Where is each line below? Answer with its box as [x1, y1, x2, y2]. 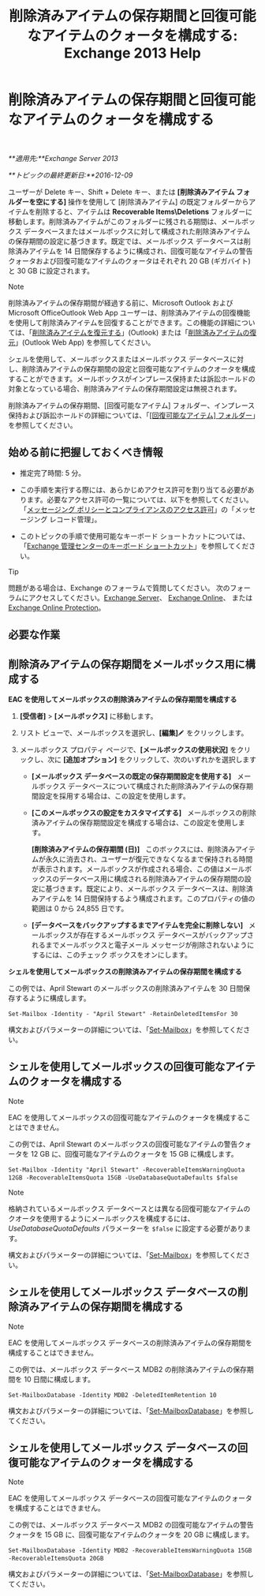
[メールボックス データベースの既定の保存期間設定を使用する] [31, 771, 232, 781]
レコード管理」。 [49, 514, 102, 524]
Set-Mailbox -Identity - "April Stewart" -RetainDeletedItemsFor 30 [8, 1010, 238, 1018]
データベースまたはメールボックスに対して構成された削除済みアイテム [23, 226, 251, 236]
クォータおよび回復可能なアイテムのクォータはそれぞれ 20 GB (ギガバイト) [8, 256, 251, 265]
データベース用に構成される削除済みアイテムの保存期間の [58, 873, 245, 884]
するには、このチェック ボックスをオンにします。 [31, 950, 192, 959]
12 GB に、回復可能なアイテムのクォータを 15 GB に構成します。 [30, 1149, 238, 1158]
